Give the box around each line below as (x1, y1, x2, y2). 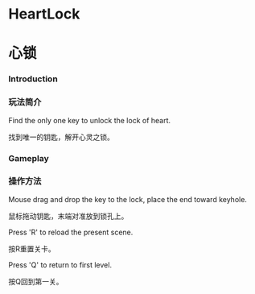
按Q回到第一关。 (8, 276, 64, 286)
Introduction (8, 73, 58, 85)
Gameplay (8, 152, 50, 164)
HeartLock (8, 5, 80, 23)
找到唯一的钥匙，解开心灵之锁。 (8, 132, 114, 142)
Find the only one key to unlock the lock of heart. (8, 115, 171, 125)
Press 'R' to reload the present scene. (8, 227, 134, 237)
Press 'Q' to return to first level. (8, 259, 113, 270)
